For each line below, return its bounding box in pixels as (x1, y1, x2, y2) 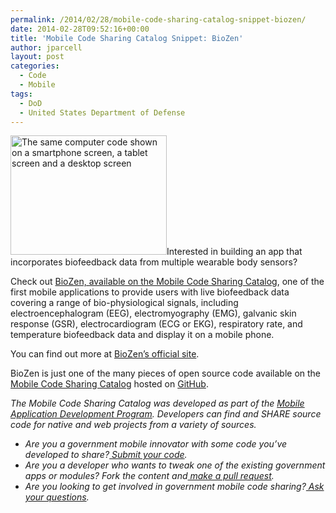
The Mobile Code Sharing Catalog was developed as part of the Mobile (10, 397, 305, 410)
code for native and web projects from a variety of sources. (10, 419, 257, 431)
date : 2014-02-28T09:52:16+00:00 (10, 24, 150, 34)
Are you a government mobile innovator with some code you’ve (24, 438, 288, 450)
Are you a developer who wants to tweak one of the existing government (24, 459, 326, 471)
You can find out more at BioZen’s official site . (10, 348, 200, 360)
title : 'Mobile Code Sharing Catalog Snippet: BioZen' (10, 33, 244, 43)
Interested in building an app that (166, 246, 303, 258)
